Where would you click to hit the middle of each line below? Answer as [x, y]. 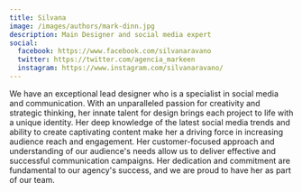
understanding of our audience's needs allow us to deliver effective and [143, 151]
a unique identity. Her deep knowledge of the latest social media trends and [150, 122]
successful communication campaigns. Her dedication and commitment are [150, 160]
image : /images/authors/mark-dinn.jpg [82, 26]
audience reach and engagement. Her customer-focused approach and [142, 142]
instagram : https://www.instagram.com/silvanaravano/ [120, 69]
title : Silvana [38, 18]
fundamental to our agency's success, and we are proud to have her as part [150, 170]
